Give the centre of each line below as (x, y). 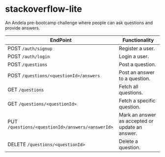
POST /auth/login (29, 56)
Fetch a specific (137, 100)
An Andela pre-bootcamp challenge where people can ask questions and (79, 23)
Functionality (138, 40)
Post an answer (137, 72)
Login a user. (134, 56)
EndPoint (61, 40)
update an (130, 127)
